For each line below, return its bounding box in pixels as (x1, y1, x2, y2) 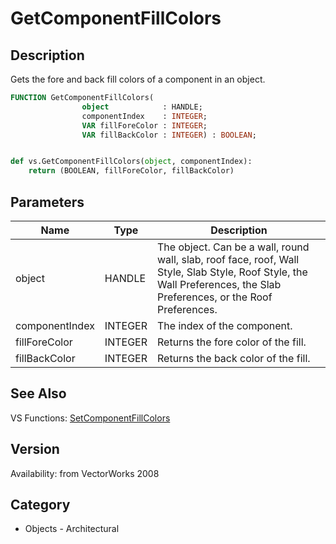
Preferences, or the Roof (157, 290, 273, 304)
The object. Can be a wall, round (157, 240, 310, 254)
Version (10, 441, 60, 458)
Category (10, 496, 71, 513)
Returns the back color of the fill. (157, 351, 311, 365)
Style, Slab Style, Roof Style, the (157, 265, 308, 279)
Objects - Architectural (24, 523, 120, 535)
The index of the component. (157, 318, 293, 332)
